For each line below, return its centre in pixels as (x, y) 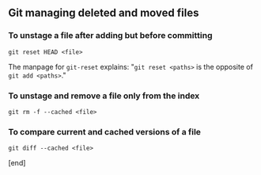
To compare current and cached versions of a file (105, 131)
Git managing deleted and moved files (104, 13)
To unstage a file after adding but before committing (110, 36)
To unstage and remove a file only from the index (104, 96)
